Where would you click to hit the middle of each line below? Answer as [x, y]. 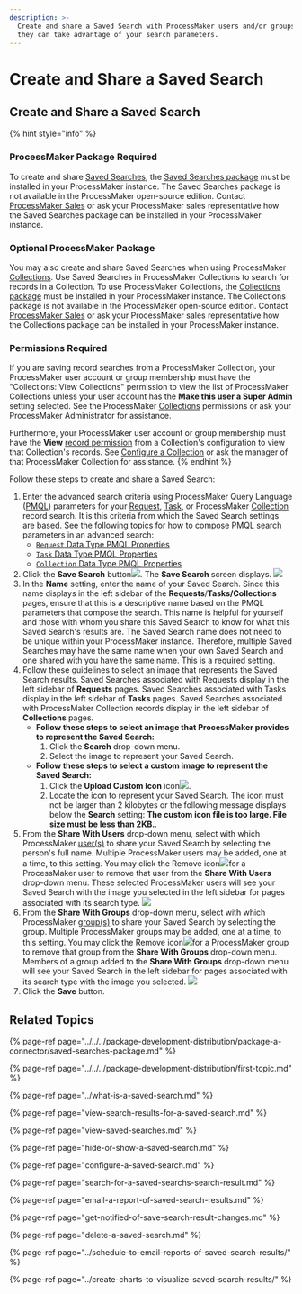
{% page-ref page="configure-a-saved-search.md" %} [112, 1165]
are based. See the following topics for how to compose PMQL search [152, 525]
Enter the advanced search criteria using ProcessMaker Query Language [157, 497]
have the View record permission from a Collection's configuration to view [147, 443]
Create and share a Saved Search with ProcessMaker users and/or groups [156, 26]
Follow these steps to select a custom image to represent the [151, 765]
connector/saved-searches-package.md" [86, 1051]
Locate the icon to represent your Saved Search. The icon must [167, 796]
